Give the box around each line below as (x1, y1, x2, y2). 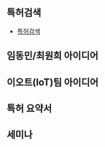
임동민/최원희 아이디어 (6, 50, 99, 62)
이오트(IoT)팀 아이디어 (6, 76, 99, 88)
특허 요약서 (6, 102, 52, 114)
